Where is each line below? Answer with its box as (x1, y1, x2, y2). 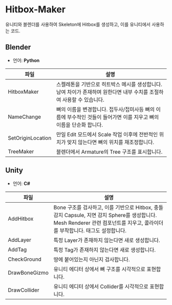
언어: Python (12, 57, 40, 63)
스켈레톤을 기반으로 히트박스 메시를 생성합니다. (56, 81, 162, 88)
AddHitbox (8, 215, 34, 222)
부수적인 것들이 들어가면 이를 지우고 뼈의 (67, 113, 159, 120)
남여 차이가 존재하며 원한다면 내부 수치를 (56, 88, 148, 96)
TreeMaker (8, 148, 34, 155)
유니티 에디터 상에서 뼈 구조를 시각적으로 (53, 265, 146, 273)
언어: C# (12, 180, 30, 186)
